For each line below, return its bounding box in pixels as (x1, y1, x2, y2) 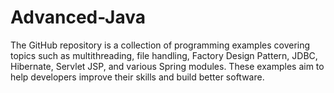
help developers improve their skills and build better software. (10, 71, 265, 83)
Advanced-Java (10, 6, 146, 29)
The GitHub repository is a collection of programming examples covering (10, 39, 311, 51)
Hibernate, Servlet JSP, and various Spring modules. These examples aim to (10, 60, 325, 72)
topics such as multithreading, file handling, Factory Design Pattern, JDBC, (10, 49, 318, 61)
